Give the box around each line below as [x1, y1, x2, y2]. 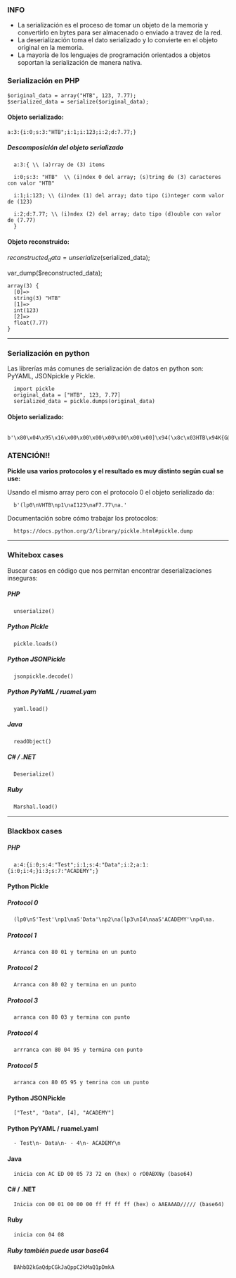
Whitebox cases [7, 550, 64, 560]
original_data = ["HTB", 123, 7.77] [13, 392, 121, 399]
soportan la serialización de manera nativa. [17, 58, 143, 67]
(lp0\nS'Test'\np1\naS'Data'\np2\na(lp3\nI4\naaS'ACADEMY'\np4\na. [13, 916, 216, 924]
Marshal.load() [13, 803, 58, 810]
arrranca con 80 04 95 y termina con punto [13, 1046, 143, 1053]
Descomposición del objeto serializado [7, 143, 124, 152]
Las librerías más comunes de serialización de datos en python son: [7, 364, 204, 373]
